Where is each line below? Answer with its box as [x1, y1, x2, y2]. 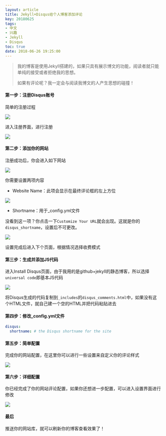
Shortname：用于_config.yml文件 [12, 207, 80, 213]
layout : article [5, 7, 39, 12]
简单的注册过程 [5, 104, 36, 110]
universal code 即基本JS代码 [5, 275, 63, 281]
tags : [5, 21, 16, 26]
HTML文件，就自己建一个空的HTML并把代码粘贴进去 [9, 301, 117, 307]
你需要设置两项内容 [5, 177, 44, 183]
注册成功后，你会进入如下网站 [5, 157, 66, 163]
